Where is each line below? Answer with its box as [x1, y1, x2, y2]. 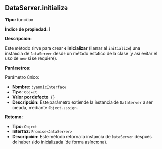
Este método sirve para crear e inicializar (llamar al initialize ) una [5, 45, 141, 51]
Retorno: [5, 114, 23, 120]
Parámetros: [5, 65, 31, 71]
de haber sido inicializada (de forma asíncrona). [12, 139, 108, 145]
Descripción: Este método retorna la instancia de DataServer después [12, 133, 152, 139]
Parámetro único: [5, 74, 40, 80]
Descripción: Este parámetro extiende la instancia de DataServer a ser [12, 99, 153, 105]
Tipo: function [5, 17, 34, 22]
